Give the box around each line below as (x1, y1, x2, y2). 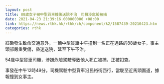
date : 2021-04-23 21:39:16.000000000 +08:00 (5, 16, 99, 21)
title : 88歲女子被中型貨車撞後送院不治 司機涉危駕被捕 (5, 12, 107, 17)
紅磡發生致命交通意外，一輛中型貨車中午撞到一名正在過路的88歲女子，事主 (5, 40, 160, 46)
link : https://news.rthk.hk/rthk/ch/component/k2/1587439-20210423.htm (5, 21, 157, 26)
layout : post (5, 7, 32, 12)
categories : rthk (5, 26, 41, 31)
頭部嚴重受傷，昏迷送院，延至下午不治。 (5, 46, 88, 52)
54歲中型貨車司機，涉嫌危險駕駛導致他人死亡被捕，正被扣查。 (5, 57, 133, 63)
